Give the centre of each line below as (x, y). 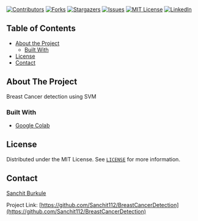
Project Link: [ (24, 205)
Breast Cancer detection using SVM (51, 96)
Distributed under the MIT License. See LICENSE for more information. (93, 159)
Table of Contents (41, 28)
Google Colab (32, 125)
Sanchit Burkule (26, 193)
